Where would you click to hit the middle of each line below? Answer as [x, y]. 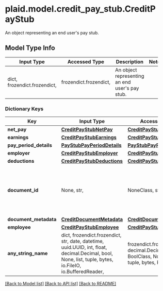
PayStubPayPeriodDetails [91, 145]
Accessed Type [86, 62]
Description [130, 62]
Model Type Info [30, 48]
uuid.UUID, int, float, [84, 247]
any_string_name [28, 254]
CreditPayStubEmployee [90, 227]
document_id [23, 190]
